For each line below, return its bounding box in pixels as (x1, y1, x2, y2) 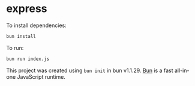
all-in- (174, 67, 190, 74)
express (6, 2, 47, 16)
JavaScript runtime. (17, 73, 66, 80)
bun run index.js (6, 56, 50, 62)
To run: (6, 44, 24, 51)
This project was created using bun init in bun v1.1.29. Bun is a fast (6, 67, 173, 74)
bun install (6, 33, 36, 39)
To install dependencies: (6, 22, 67, 29)
